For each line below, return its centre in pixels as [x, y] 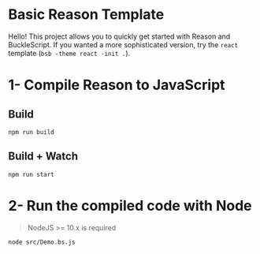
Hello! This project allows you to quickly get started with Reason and [119, 36]
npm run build [32, 132]
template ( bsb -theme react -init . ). [69, 53]
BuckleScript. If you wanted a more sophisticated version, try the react [123, 44]
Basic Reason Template [86, 15]
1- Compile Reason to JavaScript [117, 85]
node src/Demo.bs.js [42, 242]
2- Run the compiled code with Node [130, 205]
